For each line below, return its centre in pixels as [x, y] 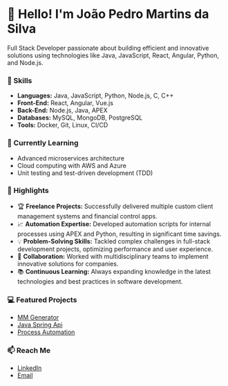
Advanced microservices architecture [70, 158]
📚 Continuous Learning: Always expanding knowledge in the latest [114, 271]
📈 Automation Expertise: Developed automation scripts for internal [114, 223]
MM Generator [38, 318]
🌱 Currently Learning [43, 143]
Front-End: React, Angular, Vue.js [65, 103]
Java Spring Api [40, 325]
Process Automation [46, 332]
